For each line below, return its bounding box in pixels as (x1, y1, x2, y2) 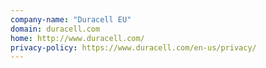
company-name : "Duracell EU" (10, 14, 132, 25)
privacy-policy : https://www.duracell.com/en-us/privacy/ (10, 42, 257, 53)
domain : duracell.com (10, 24, 101, 34)
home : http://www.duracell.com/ (10, 33, 145, 43)
